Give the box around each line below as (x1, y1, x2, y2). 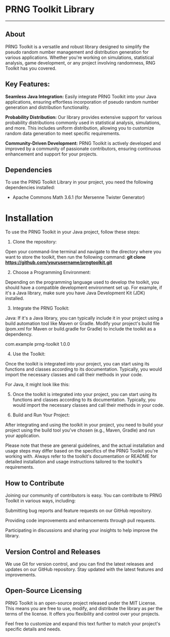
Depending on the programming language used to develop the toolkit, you (5, 279, 159, 285)
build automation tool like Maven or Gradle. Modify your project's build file (5, 320, 160, 326)
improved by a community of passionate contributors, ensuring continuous (5, 145, 161, 151)
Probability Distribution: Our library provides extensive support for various (5, 114, 162, 120)
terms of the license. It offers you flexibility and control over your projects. (5, 611, 160, 617)
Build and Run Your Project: (12, 412, 70, 418)
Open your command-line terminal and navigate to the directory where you (5, 249, 161, 255)
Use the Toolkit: (12, 351, 46, 357)
